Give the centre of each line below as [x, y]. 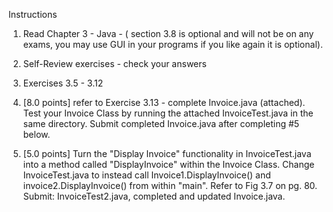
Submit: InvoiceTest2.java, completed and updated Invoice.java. [154, 196]
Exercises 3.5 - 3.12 [63, 83]
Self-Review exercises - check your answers [114, 63]
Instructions [33, 14]
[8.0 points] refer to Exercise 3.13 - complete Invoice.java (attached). [164, 102]
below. [36, 134]
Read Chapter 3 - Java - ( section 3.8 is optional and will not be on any [168, 33]
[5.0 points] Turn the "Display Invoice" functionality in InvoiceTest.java [167, 153]
